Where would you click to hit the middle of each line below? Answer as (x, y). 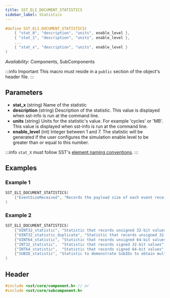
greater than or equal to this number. (51, 142)
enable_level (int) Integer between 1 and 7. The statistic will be (78, 131)
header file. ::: (20, 77)
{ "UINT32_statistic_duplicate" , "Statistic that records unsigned (86, 235)
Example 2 (18, 215)
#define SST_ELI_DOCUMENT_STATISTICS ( (46, 28)
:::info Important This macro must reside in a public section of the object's (83, 71)
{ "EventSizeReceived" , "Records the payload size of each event (83, 197)
